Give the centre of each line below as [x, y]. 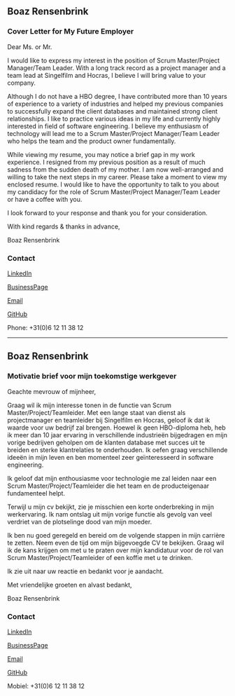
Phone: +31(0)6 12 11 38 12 [45, 327]
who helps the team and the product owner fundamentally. [92, 141]
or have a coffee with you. [45, 199]
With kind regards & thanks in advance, [64, 226]
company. [22, 83]
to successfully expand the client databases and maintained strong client [113, 111]
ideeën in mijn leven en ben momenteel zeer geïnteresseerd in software [111, 457]
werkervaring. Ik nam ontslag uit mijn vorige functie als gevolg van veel [110, 514]
